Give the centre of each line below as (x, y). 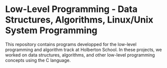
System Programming (51, 30)
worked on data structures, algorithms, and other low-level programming (80, 55)
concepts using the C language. (38, 60)
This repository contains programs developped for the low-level (71, 44)
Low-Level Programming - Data (71, 9)
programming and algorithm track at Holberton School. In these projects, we (83, 49)
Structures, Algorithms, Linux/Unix (79, 20)
